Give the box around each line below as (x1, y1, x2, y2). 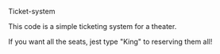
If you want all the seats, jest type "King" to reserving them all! (8, 37, 213, 46)
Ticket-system (8, 7, 56, 16)
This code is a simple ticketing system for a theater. (8, 22, 177, 31)
